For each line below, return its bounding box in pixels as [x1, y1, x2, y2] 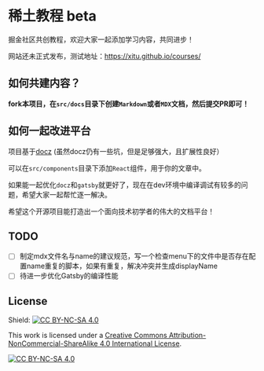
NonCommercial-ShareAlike [8, 339, 98, 348]
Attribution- [168, 331, 207, 340]
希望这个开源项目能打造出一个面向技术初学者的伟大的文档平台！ [8, 206, 214, 216]
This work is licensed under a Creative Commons [8, 331, 167, 340]
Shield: [8, 315, 31, 325]
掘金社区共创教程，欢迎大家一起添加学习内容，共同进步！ [8, 35, 194, 44]
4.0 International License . [99, 339, 182, 348]
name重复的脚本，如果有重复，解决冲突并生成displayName [26, 261, 218, 271]
